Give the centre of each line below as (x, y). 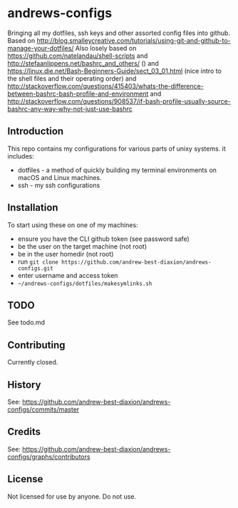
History (24, 385)
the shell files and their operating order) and (72, 78)
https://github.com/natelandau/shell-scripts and (78, 56)
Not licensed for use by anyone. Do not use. (72, 496)
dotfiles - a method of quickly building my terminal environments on (117, 170)
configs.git (35, 268)
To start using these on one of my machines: (73, 225)
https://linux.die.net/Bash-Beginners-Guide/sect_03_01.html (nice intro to (115, 71)
